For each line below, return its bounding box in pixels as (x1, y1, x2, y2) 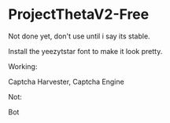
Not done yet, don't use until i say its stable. (8, 31, 151, 41)
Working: (8, 61, 38, 71)
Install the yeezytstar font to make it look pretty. (8, 46, 163, 56)
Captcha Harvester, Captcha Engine (8, 77, 124, 86)
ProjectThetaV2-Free (8, 5, 150, 24)
